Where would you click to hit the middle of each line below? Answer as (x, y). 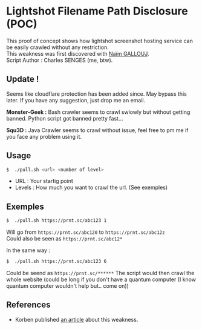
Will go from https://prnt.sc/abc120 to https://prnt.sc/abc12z (86, 232)
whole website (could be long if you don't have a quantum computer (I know (101, 279)
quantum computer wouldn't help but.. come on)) (67, 286)
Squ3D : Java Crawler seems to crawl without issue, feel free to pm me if (97, 130)
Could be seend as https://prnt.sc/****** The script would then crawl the (100, 273)
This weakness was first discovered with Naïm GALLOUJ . (78, 53)
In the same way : (28, 250)
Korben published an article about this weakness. (77, 319)
